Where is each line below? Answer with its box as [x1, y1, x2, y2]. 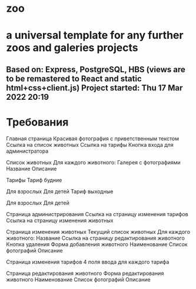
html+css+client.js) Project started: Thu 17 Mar [6, 83, 183, 93]
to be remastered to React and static [6, 73, 142, 83]
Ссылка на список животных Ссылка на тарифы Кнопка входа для [6, 141, 174, 148]
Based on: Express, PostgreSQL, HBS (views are [6, 64, 185, 75]
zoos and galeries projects [6, 41, 138, 55]
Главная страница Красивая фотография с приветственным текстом [6, 135, 180, 142]
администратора [6, 147, 49, 154]
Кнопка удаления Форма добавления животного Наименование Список [6, 240, 188, 248]
